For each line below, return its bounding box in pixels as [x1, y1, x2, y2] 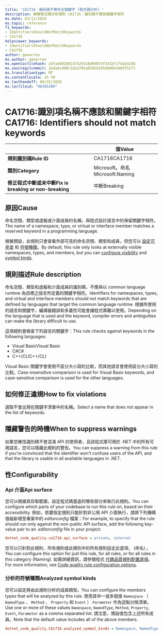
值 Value [115, 146, 134, 153]
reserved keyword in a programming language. [5, 228, 98, 234]
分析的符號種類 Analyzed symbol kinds [5, 575, 97, 582]
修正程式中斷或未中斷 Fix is [7, 179, 69, 186]
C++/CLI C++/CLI [12, 353, 47, 359]
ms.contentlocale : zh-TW [5, 75, 55, 80]
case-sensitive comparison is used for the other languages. [5, 375, 124, 381]
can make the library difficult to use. [5, 318, 77, 324]
